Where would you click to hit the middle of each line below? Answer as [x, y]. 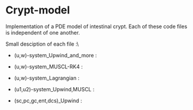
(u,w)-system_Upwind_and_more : [55, 55]
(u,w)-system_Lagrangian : [47, 78]
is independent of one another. [43, 32]
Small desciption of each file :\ [42, 44]
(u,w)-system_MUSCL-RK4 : [48, 66]
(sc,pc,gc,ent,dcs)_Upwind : [48, 101]
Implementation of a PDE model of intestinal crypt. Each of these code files [96, 26]
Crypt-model [38, 10]
